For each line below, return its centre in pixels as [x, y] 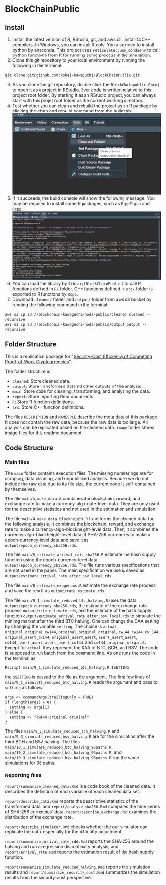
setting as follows [24, 687]
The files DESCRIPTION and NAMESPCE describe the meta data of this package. [82, 417]
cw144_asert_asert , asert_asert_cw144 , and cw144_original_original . [76, 642]
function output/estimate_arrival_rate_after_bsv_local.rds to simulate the [83, 616]
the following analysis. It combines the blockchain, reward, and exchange [80, 524]
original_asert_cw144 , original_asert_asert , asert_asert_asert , [71, 637]
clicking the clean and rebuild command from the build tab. [72, 111]
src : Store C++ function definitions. [48, 407]
